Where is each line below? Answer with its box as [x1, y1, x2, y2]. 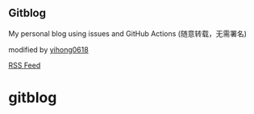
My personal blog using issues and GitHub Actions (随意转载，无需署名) [8, 28, 248, 39]
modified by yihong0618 [8, 44, 89, 55]
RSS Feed [8, 60, 41, 70]
